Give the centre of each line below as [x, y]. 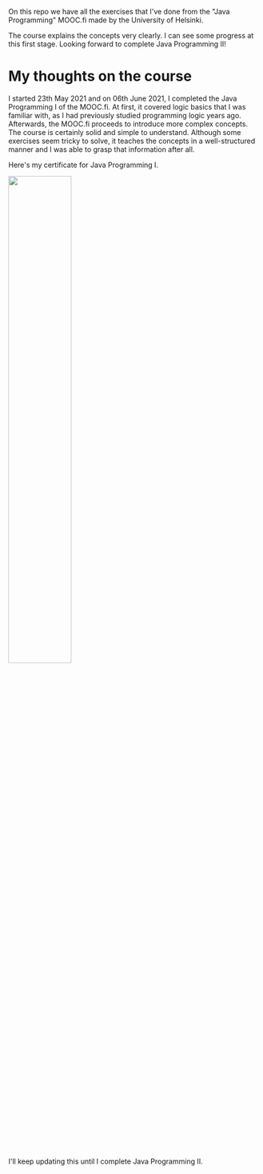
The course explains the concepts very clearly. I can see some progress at [131, 36]
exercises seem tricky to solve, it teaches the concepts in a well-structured [132, 141]
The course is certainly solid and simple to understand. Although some [125, 132]
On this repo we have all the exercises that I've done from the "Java [119, 12]
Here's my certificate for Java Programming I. [83, 165]
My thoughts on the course [100, 76]
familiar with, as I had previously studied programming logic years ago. [125, 115]
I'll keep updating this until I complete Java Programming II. [106, 1161]
